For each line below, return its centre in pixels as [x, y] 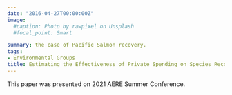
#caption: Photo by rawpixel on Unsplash [74, 26]
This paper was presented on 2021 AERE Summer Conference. [96, 84]
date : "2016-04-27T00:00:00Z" [51, 13]
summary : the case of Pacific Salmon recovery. [77, 45]
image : [17, 20]
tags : [15, 52]
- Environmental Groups [41, 58]
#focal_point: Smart [43, 33]
